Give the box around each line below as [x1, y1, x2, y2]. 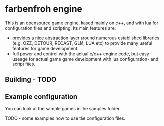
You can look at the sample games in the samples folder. [5, 106, 121, 112]
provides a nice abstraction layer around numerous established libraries [12, 35, 160, 41]
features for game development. [12, 45, 79, 51]
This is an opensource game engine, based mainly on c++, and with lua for [5, 20, 159, 26]
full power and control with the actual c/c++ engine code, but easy [12, 51, 149, 57]
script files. [12, 61, 36, 67]
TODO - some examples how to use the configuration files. [5, 115, 126, 121]
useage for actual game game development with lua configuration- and [12, 56, 159, 62]
